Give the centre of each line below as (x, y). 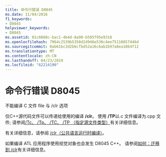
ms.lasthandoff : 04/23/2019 (34, 60)
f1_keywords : (19, 19)
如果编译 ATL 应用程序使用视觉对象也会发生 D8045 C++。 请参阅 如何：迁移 (83, 144)
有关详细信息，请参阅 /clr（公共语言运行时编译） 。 (56, 133)
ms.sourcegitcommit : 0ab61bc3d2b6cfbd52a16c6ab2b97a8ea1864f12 (72, 47)
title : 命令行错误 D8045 (29, 10)
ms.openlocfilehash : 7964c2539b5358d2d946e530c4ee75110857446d (72, 42)
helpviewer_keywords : (28, 28)
